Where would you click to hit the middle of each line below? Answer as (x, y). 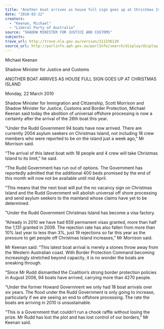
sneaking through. (23, 263)
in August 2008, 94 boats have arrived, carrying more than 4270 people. (78, 277)
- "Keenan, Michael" (30, 23)
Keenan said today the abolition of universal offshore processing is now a (79, 113)
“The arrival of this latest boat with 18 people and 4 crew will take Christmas (82, 153)
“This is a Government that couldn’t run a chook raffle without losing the (78, 312)
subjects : (15, 37)
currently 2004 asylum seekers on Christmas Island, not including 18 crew (80, 133)
